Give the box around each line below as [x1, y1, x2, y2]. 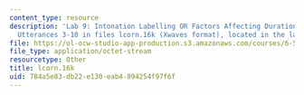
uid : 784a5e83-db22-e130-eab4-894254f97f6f [9, 72, 176, 81]
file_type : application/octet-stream [9, 47, 152, 56]
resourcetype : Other [9, 55, 88, 64]
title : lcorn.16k [9, 64, 75, 73]
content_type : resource [9, 13, 100, 23]
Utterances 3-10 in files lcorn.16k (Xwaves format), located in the [17, 30, 285, 39]
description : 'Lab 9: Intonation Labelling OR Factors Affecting [9, 22, 261, 31]
